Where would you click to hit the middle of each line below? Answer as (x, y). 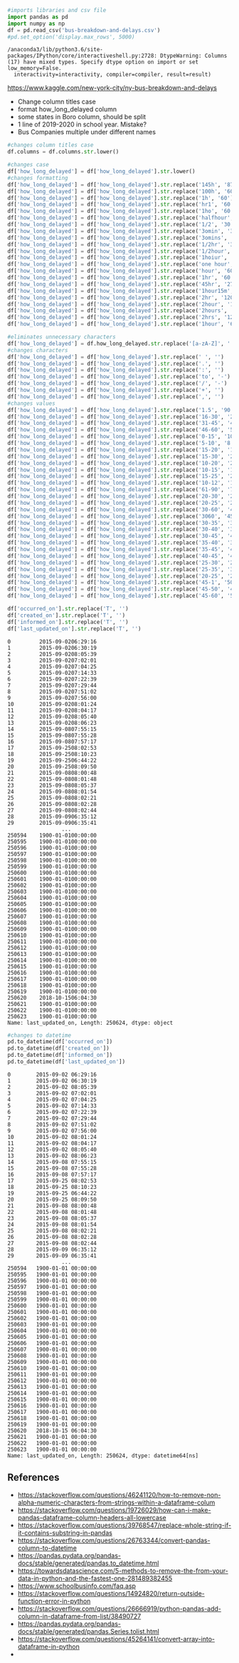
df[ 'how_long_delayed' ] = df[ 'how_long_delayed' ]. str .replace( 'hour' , (114, 271)
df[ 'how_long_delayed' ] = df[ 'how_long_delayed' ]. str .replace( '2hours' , (117, 311)
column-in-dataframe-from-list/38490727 (79, 1616)
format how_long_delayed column (67, 109)
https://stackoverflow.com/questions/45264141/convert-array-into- (116, 1639)
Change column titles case (57, 102)
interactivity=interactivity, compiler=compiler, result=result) (113, 75)
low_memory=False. (34, 69)
